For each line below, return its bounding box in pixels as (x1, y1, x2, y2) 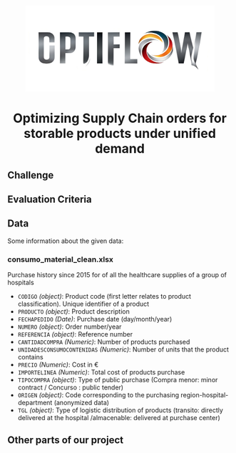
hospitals (7, 278, 34, 287)
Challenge (7, 169, 54, 181)
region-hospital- (180, 391, 229, 399)
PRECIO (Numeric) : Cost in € (17, 360, 99, 369)
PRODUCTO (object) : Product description (17, 307, 130, 316)
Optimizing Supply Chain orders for (13, 110, 227, 126)
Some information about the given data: (7, 237, 124, 245)
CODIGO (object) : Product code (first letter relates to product (17, 292, 191, 301)
